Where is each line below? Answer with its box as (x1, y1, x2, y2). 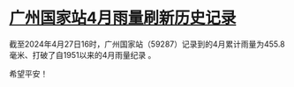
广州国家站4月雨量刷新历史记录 (9, 8, 237, 28)
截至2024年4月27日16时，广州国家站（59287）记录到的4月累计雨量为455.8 (9, 39, 285, 49)
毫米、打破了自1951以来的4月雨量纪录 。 (9, 49, 156, 60)
